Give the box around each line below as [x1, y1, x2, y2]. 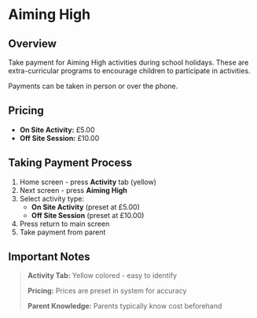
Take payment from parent [19, 227, 106, 237]
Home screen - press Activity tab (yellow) [19, 177, 157, 187]
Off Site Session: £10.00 [19, 133, 100, 142]
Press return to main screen [19, 219, 110, 228]
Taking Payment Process [8, 156, 132, 170]
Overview [8, 37, 57, 50]
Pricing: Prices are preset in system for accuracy [27, 286, 187, 296]
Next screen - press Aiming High [19, 185, 127, 194]
